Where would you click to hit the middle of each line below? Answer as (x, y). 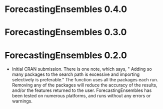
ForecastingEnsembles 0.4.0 (66, 9)
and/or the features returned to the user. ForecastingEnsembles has (82, 90)
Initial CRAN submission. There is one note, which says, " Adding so (82, 69)
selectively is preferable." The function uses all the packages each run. (85, 80)
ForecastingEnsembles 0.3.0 (66, 32)
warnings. (22, 101)
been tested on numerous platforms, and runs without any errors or (81, 96)
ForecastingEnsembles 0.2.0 (66, 55)
